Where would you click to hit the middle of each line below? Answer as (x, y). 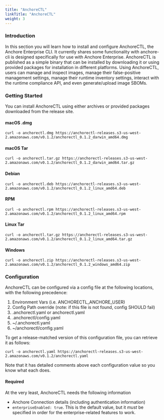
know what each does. (28, 371)
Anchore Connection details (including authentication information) (79, 402)
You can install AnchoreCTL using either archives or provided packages (77, 106)
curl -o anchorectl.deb (29, 184)
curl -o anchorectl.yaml (30, 352)
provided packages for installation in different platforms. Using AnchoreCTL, (82, 67)
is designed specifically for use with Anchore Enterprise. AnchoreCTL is (83, 57)
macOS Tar (17, 148)
